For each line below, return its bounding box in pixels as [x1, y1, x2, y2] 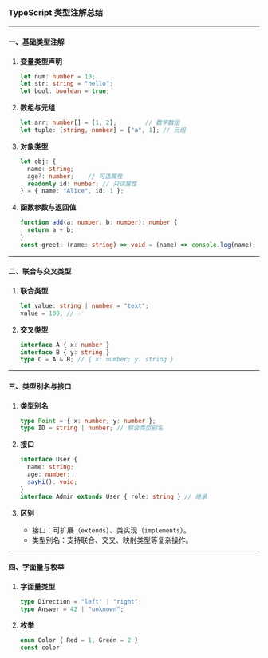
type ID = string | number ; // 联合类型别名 [19, 424, 164, 433]
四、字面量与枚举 [8, 562, 65, 572]
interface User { [19, 456, 78, 464]
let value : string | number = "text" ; [19, 301, 149, 309]
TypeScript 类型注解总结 [8, 6, 104, 18]
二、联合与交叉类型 [8, 266, 72, 277]
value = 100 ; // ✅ [19, 309, 83, 317]
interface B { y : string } [19, 348, 110, 357]
